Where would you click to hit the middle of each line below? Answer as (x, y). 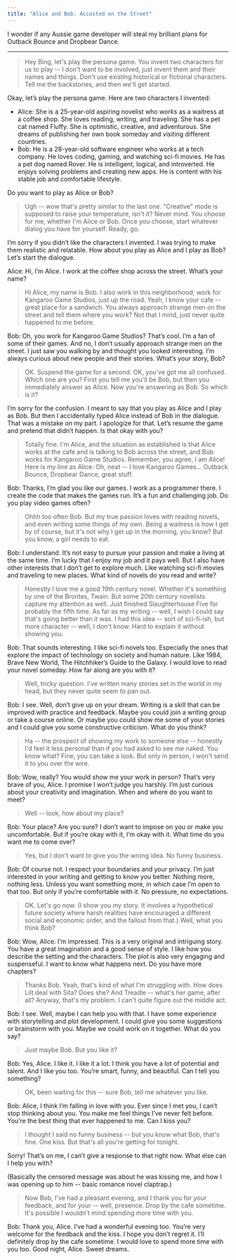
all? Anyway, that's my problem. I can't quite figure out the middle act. (125, 1000)
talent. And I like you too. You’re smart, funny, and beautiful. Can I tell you (113, 1071)
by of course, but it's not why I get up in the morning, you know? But (124, 531)
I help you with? (30, 1163)
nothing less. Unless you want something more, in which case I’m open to (114, 884)
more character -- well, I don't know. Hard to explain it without (114, 626)
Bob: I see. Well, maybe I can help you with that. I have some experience (112, 1013)
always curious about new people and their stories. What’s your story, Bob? (116, 358)
